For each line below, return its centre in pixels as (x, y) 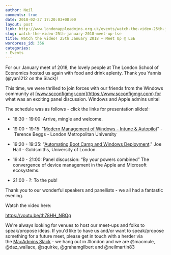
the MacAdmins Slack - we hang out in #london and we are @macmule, (80, 241)
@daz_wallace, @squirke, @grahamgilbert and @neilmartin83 (70, 247)
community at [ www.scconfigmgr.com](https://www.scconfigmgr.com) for (83, 94)
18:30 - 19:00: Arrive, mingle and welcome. (58, 119)
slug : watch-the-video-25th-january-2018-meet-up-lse (64, 34)
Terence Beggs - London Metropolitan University (65, 134)
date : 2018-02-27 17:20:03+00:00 (41, 19)
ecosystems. (26, 170)
